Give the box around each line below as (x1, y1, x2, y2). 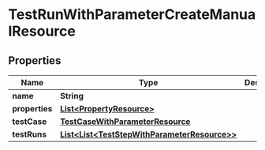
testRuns (12, 129, 47, 140)
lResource (8, 22, 77, 40)
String (60, 91, 84, 101)
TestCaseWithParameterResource (60, 116, 191, 127)
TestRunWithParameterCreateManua (8, 6, 256, 24)
